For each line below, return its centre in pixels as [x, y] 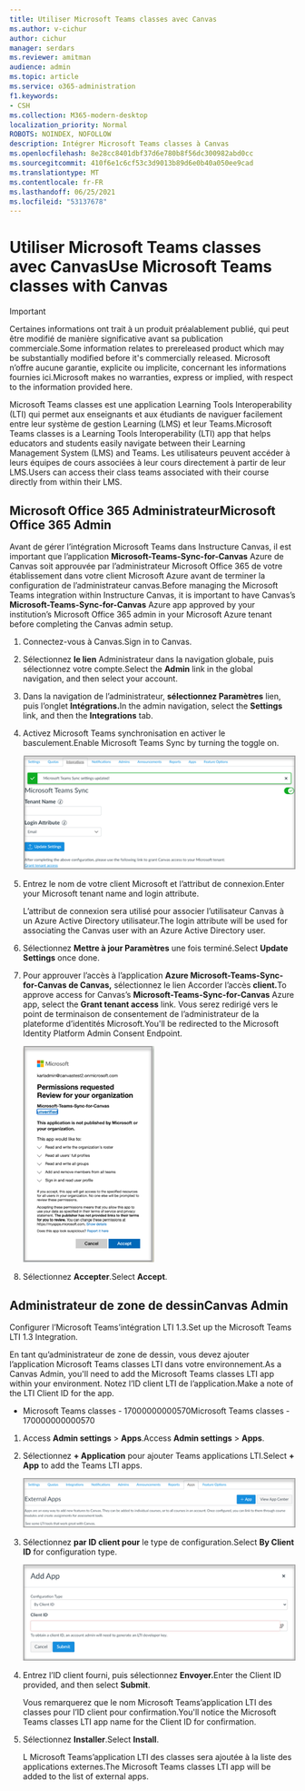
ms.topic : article [44, 77]
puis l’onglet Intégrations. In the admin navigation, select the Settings [152, 706]
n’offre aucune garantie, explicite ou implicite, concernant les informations [148, 367]
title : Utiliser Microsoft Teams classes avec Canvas [113, 19]
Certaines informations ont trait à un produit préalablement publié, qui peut [149, 329]
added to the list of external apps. [86, 1776]
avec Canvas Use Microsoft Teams [141, 267]
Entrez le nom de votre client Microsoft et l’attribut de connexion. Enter [153, 884]
